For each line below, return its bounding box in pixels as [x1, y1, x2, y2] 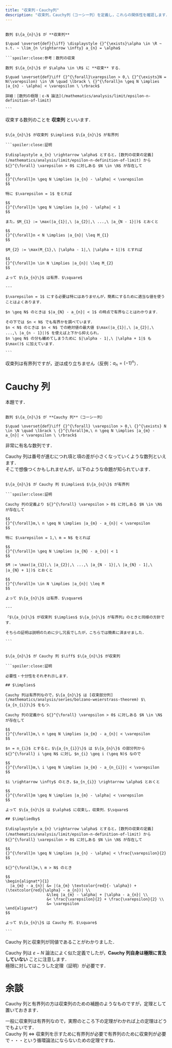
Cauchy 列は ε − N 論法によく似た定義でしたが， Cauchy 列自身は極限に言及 [5, 950, 167, 956]
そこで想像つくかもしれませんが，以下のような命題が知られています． [5, 466, 153, 472]
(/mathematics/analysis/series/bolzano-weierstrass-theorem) [5, 697, 139, 702]
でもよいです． [5, 1024, 37, 1031]
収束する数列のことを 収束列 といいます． [5, 116, 93, 122]
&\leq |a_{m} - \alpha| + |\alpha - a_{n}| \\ [46, 892, 148, 897]
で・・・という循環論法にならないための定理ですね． [5, 1037, 118, 1043]
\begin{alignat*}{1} [5, 878, 50, 884]
